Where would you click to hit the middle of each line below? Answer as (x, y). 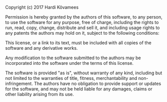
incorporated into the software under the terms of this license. (69, 63)
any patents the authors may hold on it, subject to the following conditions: (82, 33)
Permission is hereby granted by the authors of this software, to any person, (84, 17)
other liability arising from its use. (40, 94)
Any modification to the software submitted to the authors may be (73, 58)
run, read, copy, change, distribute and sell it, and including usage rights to (82, 28)
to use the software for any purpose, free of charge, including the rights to (82, 22)
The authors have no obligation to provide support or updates (98, 83)
